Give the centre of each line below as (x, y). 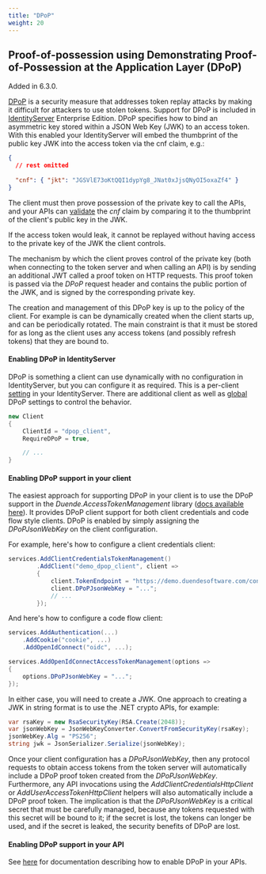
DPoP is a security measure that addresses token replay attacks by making (130, 102)
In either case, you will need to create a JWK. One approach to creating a (127, 699)
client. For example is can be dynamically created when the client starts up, (131, 316)
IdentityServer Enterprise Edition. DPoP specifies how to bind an (113, 119)
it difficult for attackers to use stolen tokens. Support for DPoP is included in (132, 110)
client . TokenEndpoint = (89, 581)
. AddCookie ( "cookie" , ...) (67, 640)
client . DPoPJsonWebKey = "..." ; (104, 588)
